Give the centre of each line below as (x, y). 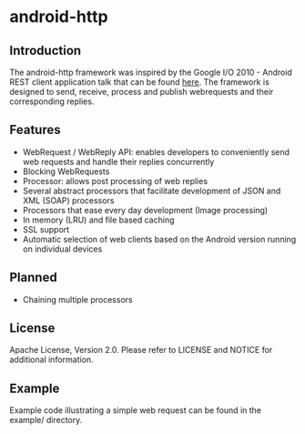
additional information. (51, 360)
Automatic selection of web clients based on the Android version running (159, 239)
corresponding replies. (52, 101)
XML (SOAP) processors (68, 200)
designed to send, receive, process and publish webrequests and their (142, 92)
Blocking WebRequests (66, 171)
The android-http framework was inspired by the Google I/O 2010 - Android (151, 72)
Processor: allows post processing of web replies (115, 181)
